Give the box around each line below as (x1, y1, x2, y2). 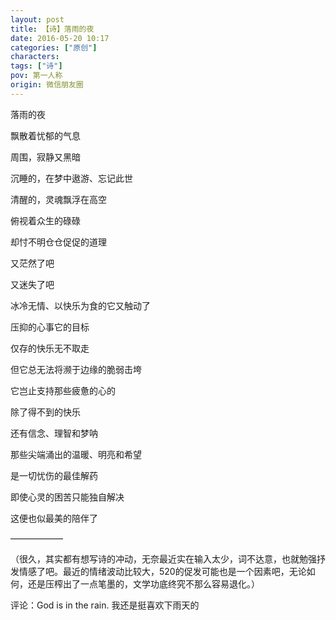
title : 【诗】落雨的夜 (10, 24, 95, 34)
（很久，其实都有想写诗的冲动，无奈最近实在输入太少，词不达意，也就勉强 (10, 552, 317, 565)
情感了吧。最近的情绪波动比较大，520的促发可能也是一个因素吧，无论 (18, 565, 307, 577)
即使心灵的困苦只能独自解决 (10, 491, 125, 503)
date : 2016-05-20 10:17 (10, 33, 110, 43)
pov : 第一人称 (10, 71, 63, 81)
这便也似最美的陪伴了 (10, 512, 98, 524)
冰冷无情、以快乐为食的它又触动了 (10, 299, 151, 311)
